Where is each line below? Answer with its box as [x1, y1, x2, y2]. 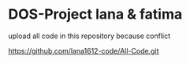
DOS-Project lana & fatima [8, 5, 183, 23]
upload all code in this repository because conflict [8, 31, 171, 40]
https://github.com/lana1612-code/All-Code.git [8, 46, 159, 55]
